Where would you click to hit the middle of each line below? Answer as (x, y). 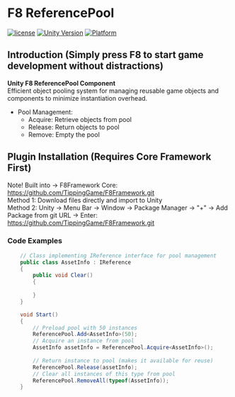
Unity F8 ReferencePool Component (61, 83)
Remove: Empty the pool (64, 134)
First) (19, 168)
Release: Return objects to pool (74, 127)
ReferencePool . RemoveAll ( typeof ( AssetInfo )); (101, 381)
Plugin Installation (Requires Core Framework (109, 157)
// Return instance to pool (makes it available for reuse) (123, 360)
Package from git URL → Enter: (52, 215)
